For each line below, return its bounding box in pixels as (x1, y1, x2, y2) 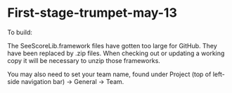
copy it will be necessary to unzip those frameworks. (7, 56, 160, 64)
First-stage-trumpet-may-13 (7, 5, 177, 21)
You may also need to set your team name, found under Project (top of (7, 70, 212, 78)
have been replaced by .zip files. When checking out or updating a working (7, 49, 225, 57)
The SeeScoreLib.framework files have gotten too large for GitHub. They (7, 41, 218, 50)
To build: (7, 28, 33, 36)
